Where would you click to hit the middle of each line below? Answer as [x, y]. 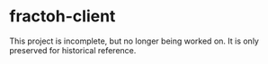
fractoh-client [63, 16]
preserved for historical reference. [73, 50]
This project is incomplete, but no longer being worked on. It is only [134, 41]
